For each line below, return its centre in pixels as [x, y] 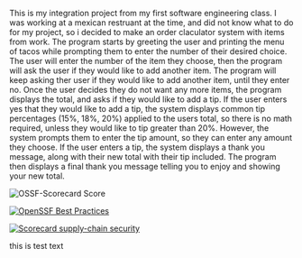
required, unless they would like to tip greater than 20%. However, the [139, 128]
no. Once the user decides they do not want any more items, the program [146, 90]
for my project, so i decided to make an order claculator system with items [147, 32]
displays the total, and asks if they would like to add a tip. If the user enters [148, 99]
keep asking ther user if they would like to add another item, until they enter [150, 80]
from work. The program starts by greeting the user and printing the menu [147, 41]
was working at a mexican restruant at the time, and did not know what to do [151, 23]
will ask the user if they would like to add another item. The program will [143, 70]
